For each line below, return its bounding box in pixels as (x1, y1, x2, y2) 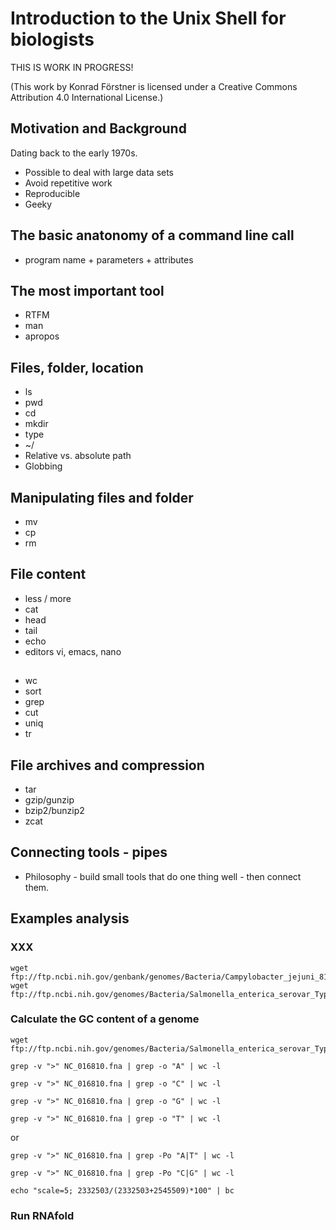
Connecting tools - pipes (10, 844, 168, 861)
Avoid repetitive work (24, 177, 113, 189)
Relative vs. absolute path (24, 450, 132, 462)
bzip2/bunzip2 (24, 805, 85, 817)
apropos (24, 330, 60, 342)
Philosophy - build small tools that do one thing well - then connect (24, 870, 302, 882)
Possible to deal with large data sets (24, 166, 175, 178)
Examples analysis (10, 910, 130, 927)
